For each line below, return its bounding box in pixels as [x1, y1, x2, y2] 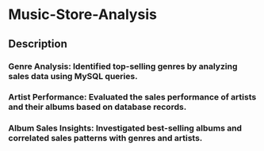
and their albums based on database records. [8, 101, 187, 112]
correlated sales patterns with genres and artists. [8, 133, 203, 144]
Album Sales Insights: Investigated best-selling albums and [8, 123, 243, 134]
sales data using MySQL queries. [8, 70, 138, 81]
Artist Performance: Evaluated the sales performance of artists [8, 92, 257, 103]
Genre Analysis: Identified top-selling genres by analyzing [8, 61, 238, 72]
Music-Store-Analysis [8, 6, 157, 24]
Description [8, 37, 67, 51]
